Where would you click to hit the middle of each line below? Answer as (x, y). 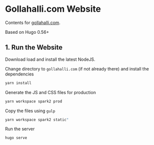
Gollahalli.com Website (53, 9)
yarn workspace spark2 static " (37, 120)
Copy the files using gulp (30, 111)
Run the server (20, 129)
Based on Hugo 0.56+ (27, 32)
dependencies (20, 74)
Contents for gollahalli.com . (33, 23)
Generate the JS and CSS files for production (51, 92)
